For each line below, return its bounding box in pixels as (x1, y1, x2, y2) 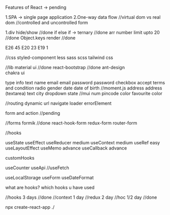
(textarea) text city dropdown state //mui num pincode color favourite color (5, 90, 163, 96)
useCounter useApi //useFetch (5, 165, 70, 171)
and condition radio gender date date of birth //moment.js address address (5, 85, 162, 91)
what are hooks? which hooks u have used (5, 185, 95, 190)
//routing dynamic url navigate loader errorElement (5, 100, 112, 106)
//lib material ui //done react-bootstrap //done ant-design (5, 65, 125, 70)
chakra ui (5, 70, 25, 76)
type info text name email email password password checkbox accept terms (5, 80, 165, 85)
